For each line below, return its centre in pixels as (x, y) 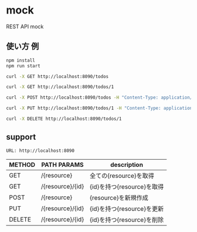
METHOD (22, 164)
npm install (21, 60)
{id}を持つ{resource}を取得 (127, 187)
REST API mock (25, 26)
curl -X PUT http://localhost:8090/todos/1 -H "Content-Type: (84, 108)
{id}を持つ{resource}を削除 (127, 220)
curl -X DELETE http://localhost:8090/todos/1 (64, 119)
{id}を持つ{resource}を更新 (127, 209)
